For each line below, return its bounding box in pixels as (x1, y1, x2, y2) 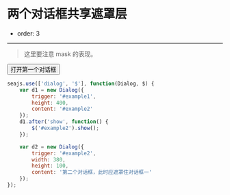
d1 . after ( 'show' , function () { (19, 118, 109, 125)
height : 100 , (31, 162, 69, 170)
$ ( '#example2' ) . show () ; (31, 125, 99, 132)
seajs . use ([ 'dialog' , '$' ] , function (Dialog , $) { (7, 80, 155, 87)
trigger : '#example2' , (31, 150, 97, 157)
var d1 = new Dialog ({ (19, 86, 84, 93)
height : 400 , (31, 99, 69, 106)
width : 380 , (31, 156, 66, 163)
